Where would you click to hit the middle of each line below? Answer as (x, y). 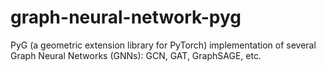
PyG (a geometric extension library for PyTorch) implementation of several (163, 45)
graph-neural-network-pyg (126, 17)
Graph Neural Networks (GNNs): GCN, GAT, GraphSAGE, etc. (136, 55)
